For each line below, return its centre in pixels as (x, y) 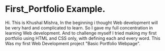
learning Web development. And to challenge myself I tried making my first (81, 33)
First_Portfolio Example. (55, 9)
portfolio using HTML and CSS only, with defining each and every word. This (83, 38)
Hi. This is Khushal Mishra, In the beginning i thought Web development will (82, 23)
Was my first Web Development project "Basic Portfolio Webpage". (73, 43)
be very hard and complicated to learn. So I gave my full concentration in (79, 27)
